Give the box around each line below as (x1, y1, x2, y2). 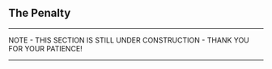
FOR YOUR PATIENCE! (8, 43, 83, 53)
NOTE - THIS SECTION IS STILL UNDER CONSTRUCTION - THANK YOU (8, 35, 249, 45)
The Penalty (8, 6, 71, 20)
